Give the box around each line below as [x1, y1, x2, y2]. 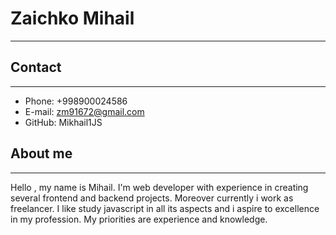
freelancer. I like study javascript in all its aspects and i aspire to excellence [10, 202, 320, 214]
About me [10, 145, 73, 162]
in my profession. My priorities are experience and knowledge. [10, 213, 268, 225]
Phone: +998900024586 [24, 95, 128, 107]
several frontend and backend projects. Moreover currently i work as [10, 192, 294, 204]
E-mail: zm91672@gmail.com [24, 105, 145, 117]
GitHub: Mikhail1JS [24, 116, 103, 128]
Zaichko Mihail [10, 7, 135, 30]
